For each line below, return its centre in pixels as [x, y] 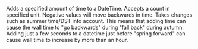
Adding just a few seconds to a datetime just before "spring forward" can [96, 34]
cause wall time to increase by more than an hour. [67, 40]
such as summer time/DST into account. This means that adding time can [96, 21]
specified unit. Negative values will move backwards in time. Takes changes [99, 15]
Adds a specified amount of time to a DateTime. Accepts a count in [88, 9]
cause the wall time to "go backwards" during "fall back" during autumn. [95, 27]
